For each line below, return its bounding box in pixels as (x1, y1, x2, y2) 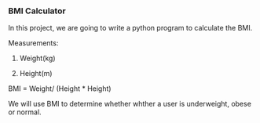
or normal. (8, 107, 42, 117)
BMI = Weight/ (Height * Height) (8, 84, 112, 93)
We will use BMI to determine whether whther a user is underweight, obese (8, 99, 251, 109)
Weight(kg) (19, 53, 57, 63)
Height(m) (19, 69, 53, 78)
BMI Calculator (8, 5, 66, 16)
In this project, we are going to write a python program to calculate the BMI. (8, 24, 253, 33)
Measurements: (8, 38, 59, 48)
